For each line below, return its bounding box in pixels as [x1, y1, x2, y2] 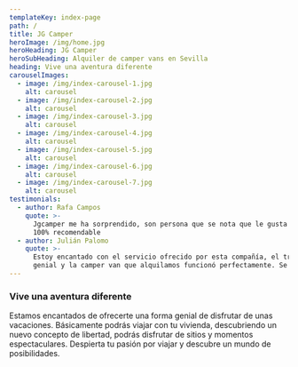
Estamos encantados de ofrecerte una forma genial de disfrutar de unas [9, 310, 273, 321]
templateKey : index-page [9, 12, 101, 22]
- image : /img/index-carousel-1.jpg [17, 79, 153, 88]
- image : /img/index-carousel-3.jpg [17, 112, 153, 121]
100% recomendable [32, 227, 101, 236]
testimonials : [9, 195, 62, 204]
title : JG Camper [9, 29, 74, 38]
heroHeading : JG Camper [9, 46, 98, 55]
